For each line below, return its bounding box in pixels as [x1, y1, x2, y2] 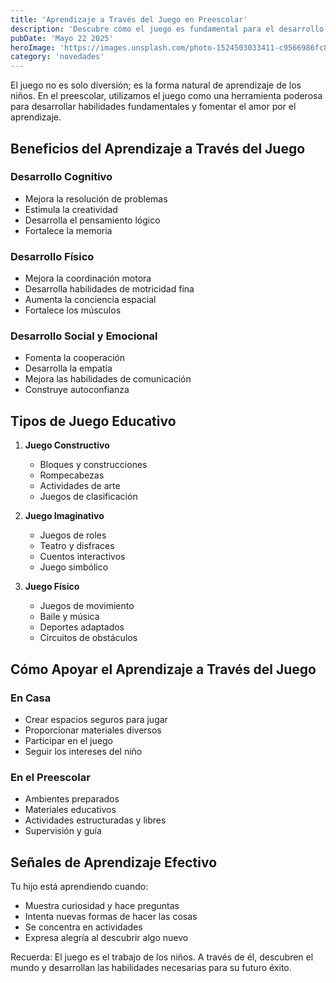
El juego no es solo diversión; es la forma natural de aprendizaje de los [10, 79, 302, 91]
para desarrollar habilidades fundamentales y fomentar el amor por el [10, 101, 297, 113]
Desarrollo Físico [10, 249, 95, 263]
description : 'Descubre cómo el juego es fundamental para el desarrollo [10, 24, 325, 34]
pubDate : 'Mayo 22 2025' [10, 33, 114, 43]
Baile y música [39, 611, 100, 623]
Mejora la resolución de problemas [24, 192, 168, 205]
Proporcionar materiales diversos [24, 724, 162, 736]
